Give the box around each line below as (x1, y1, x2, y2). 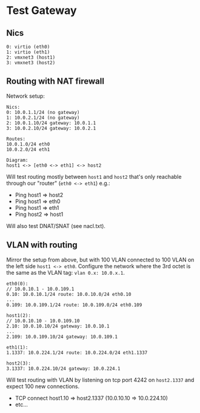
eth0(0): (6, 280, 28, 287)
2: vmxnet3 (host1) (6, 55, 56, 61)
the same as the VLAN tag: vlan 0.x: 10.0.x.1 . (6, 269, 125, 276)
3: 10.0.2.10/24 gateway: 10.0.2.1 (6, 125, 96, 131)
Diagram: (6, 157, 28, 163)
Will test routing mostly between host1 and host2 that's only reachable (6, 173, 182, 180)
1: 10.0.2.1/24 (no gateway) (6, 115, 80, 121)
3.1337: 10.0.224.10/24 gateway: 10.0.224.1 (6, 365, 121, 372)
